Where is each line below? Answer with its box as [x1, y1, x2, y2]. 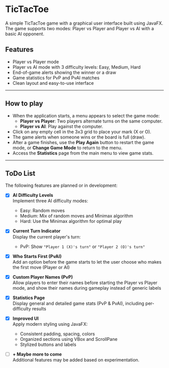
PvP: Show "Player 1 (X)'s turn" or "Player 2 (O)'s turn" [20, 243, 145, 250]
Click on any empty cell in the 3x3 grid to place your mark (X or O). [12, 129, 152, 135]
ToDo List [5, 169, 36, 178]
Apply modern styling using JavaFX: [12, 321, 88, 327]
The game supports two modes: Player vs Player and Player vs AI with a [5, 25, 154, 31]
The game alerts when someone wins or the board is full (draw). [12, 134, 146, 140]
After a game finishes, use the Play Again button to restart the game [12, 139, 154, 145]
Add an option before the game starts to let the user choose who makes [12, 259, 162, 265]
